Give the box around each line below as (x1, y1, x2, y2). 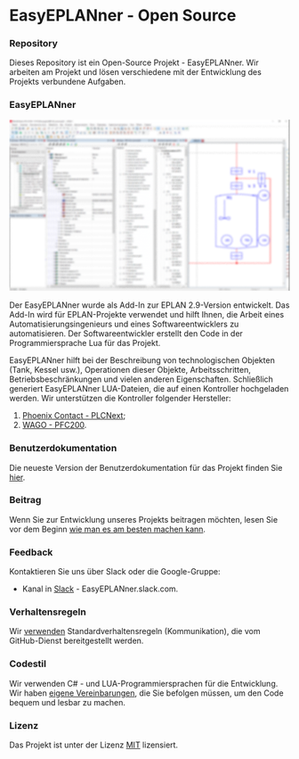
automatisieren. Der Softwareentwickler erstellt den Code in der (9, 328, 243, 339)
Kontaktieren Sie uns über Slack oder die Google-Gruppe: (9, 566, 221, 577)
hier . (9, 472, 26, 483)
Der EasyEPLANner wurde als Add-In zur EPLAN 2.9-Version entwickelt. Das (9, 300, 290, 310)
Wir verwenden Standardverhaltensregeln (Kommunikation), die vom (9, 626, 261, 637)
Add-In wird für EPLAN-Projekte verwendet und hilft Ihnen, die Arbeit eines (9, 309, 285, 320)
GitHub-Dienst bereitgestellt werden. (9, 635, 144, 647)
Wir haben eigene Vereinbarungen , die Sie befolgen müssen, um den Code (9, 688, 284, 698)
